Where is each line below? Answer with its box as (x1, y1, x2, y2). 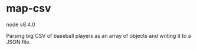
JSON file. (6, 38, 31, 45)
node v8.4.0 (6, 21, 35, 28)
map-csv (6, 2, 51, 15)
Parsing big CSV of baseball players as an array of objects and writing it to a (6, 32, 192, 39)
